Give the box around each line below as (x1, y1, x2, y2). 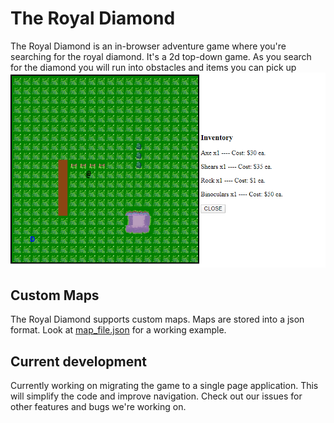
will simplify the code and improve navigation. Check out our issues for (10, 390, 303, 402)
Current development (10, 353, 147, 370)
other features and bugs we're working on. (10, 401, 187, 413)
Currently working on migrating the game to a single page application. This (10, 380, 319, 392)
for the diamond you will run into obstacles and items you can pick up (10, 61, 297, 73)
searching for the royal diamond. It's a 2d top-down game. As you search (10, 50, 312, 62)
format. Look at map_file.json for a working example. (10, 324, 227, 336)
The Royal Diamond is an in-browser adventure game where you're (10, 40, 287, 52)
